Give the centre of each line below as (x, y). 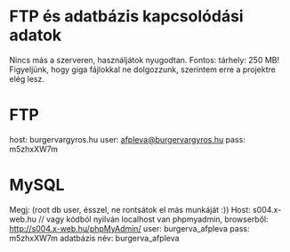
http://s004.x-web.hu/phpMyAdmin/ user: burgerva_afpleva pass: (129, 228)
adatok (36, 35)
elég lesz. (27, 78)
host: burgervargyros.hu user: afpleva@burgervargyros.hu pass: (128, 139)
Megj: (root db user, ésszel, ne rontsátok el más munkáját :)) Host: (130, 209)
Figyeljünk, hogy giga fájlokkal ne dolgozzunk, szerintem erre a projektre (142, 69)
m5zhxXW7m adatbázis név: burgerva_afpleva (94, 238)
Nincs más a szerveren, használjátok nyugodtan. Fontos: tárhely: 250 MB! (145, 60)
